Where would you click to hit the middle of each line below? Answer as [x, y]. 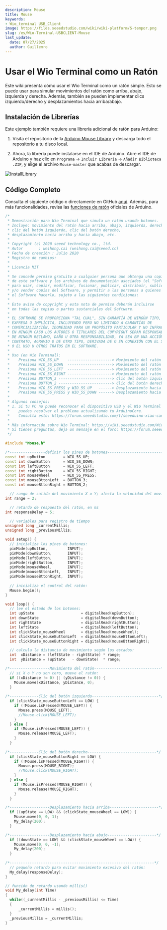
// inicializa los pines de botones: [49, 544]
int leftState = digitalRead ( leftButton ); [74, 627]
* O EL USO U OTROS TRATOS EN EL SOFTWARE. [53, 346]
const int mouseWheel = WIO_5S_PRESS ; [51, 475]
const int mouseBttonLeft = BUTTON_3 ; [46, 480]
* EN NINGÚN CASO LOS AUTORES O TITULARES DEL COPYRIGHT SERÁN [74, 332]
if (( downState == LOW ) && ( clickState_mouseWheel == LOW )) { [75, 840]
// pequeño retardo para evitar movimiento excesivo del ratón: [78, 867]
